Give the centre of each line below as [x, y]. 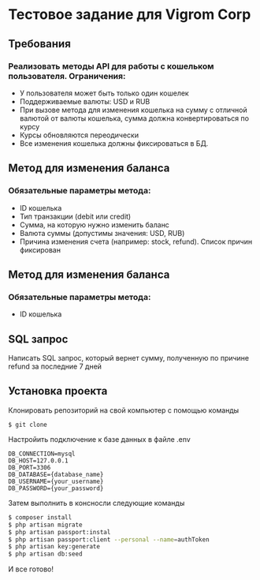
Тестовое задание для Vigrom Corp [130, 15]
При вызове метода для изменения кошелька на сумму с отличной [133, 110]
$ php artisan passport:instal [59, 532]
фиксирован [40, 249]
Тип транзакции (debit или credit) [75, 216]
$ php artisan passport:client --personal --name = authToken [109, 539]
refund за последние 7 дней [55, 367]
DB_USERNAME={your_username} [56, 481]
